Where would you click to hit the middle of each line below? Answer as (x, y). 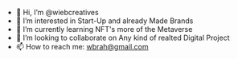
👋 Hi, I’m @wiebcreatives (57, 12)
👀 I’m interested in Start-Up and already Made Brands (105, 21)
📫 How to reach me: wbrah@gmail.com (82, 47)
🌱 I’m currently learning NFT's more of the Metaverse (104, 29)
